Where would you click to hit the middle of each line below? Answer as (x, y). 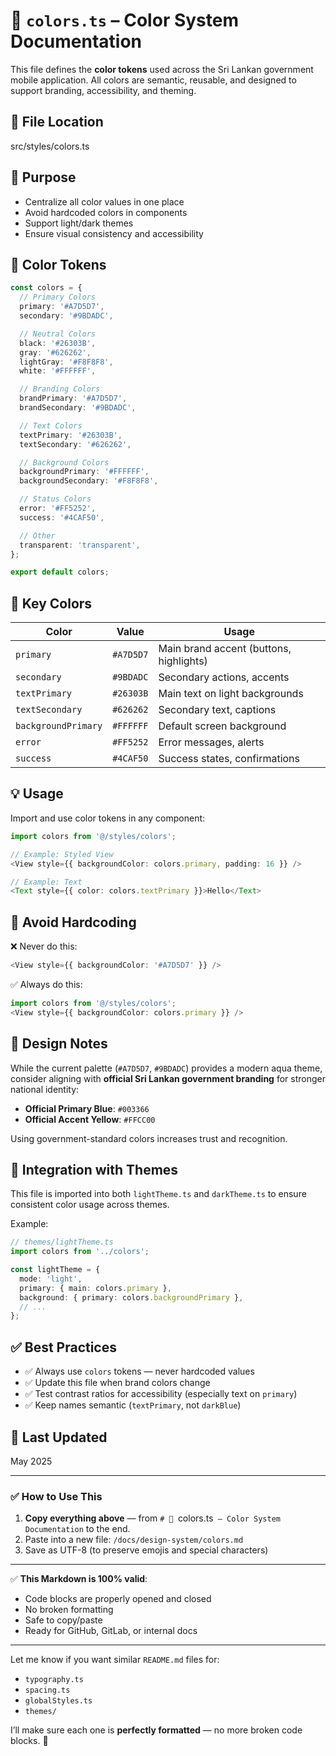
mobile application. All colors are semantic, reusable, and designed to (153, 80)
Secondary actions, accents (224, 677)
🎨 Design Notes (59, 1044)
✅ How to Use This (56, 1496)
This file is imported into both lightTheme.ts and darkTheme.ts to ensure (158, 1194)
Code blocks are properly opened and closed (118, 1599)
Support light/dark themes (79, 223)
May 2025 (31, 1461)
